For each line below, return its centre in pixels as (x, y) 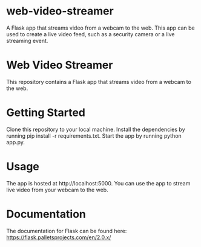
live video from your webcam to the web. (57, 190)
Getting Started (46, 113)
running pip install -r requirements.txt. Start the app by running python (94, 136)
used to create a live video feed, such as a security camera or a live (91, 34)
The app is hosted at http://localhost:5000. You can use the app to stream (98, 183)
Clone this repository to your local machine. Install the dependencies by (96, 129)
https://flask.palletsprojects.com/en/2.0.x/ (59, 237)
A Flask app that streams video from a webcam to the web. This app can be (100, 28)
